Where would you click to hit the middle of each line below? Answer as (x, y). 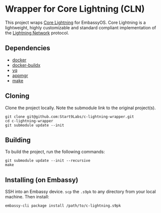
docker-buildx (26, 65)
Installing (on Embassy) (42, 180)
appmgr (20, 75)
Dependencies (28, 48)
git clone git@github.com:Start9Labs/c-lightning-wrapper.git (70, 116)
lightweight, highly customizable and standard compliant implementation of (80, 27)
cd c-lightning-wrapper (29, 121)
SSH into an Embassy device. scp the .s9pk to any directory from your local (80, 192)
